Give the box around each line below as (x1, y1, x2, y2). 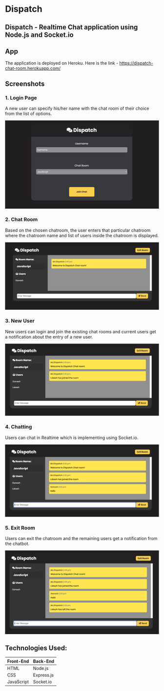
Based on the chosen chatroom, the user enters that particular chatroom (5, 227, 151, 233)
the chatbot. (5, 541, 30, 547)
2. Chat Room (5, 216, 38, 223)
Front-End (7, 658, 29, 664)
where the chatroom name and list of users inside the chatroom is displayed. (5, 232, 159, 238)
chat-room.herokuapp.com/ (5, 65, 61, 72)
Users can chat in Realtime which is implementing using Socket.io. (5, 435, 139, 441)
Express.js (33, 672, 54, 678)
